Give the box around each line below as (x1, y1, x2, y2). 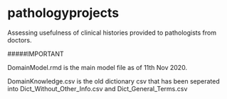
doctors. (7, 35, 32, 44)
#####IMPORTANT (7, 49, 64, 58)
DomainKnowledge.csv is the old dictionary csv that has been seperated (7, 76, 220, 86)
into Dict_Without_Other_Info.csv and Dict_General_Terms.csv (7, 84, 188, 93)
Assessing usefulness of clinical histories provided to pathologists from (7, 28, 217, 37)
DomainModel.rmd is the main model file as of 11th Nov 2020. (7, 63, 187, 71)
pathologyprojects (7, 5, 120, 21)
